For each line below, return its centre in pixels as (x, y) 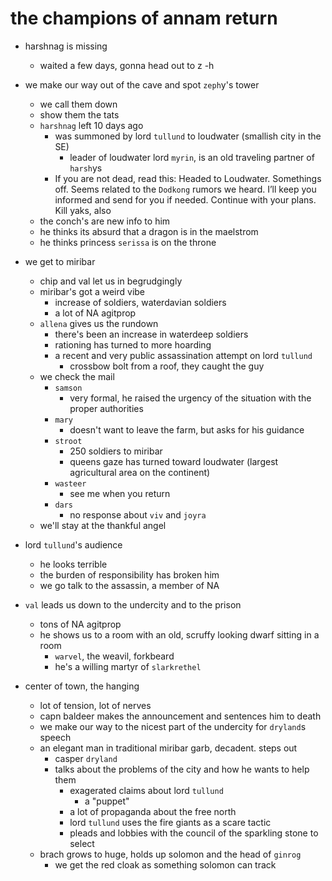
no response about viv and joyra (138, 514)
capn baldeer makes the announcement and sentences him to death (180, 716)
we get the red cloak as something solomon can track (165, 864)
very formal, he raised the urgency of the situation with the (190, 398)
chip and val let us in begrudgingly (111, 281)
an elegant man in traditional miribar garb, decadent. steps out (168, 748)
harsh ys (86, 168)
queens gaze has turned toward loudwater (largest (174, 461)
